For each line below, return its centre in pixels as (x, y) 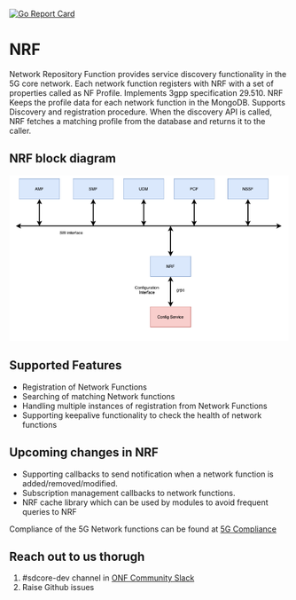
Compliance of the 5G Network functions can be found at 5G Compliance (143, 529)
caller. (20, 130)
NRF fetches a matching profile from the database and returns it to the (137, 121)
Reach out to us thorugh (77, 556)
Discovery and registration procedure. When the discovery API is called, (141, 112)
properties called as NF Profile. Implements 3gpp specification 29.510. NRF (146, 92)
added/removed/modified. (70, 483)
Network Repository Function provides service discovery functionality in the (148, 74)
